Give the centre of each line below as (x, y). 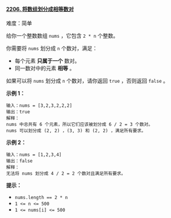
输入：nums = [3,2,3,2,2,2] (39, 106)
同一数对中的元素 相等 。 (45, 69)
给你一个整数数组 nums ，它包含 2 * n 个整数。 (63, 36)
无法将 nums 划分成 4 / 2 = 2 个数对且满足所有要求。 (66, 174)
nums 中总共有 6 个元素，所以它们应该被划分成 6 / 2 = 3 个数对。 (80, 125)
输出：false (19, 161)
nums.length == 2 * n (41, 198)
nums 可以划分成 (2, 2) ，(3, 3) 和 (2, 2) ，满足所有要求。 (76, 131)
